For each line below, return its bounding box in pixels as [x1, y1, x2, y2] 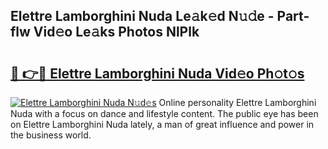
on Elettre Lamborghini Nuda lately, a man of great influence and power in [10, 119, 315, 130]
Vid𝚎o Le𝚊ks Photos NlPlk [33, 24, 200, 41]
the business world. [10, 129, 92, 141]
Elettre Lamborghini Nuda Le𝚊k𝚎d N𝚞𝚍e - [10, 8, 275, 25]
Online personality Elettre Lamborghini [158, 97, 317, 108]
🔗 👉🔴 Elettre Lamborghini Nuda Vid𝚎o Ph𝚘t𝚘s [10, 65, 305, 82]
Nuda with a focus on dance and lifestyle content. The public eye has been [10, 108, 319, 119]
